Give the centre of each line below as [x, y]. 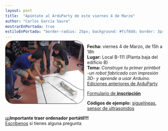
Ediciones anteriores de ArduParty [122, 84]
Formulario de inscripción [114, 93]
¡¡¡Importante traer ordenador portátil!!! [47, 118]
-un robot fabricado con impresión [123, 73]
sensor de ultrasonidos [111, 108]
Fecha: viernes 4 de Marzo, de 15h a [125, 46]
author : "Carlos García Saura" [38, 21]
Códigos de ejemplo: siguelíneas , [122, 103]
